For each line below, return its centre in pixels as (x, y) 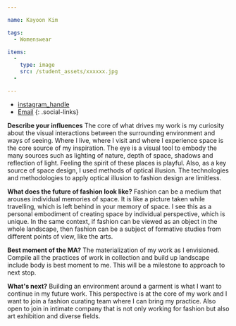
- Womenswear (33, 39)
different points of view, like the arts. (60, 236)
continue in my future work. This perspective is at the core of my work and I (117, 294)
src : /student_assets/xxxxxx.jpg (69, 72)
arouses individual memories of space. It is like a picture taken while (106, 199)
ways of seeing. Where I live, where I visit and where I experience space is (116, 140)
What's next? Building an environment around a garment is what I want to (114, 286)
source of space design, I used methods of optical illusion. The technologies (118, 170)
